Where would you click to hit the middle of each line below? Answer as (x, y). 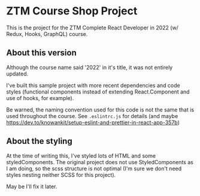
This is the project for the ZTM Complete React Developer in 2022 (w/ (92, 28)
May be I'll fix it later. (32, 186)
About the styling (40, 141)
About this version (41, 53)
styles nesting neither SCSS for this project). (61, 174)
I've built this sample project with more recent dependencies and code (93, 85)
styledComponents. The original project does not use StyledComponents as (100, 162)
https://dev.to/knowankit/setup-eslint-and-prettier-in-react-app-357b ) (93, 122)
